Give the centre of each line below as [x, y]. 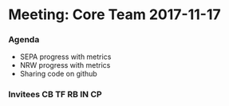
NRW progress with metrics [65, 65]
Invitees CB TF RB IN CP [55, 95]
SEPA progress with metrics [65, 57]
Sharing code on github [58, 74]
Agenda [24, 40]
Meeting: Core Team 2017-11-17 [114, 15]
